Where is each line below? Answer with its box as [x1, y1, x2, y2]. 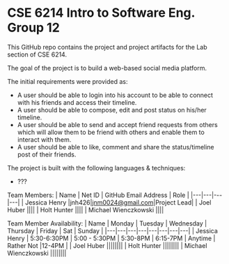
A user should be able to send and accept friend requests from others [17, 120, 218, 129]
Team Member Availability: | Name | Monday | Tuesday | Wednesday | [7, 219, 207, 228]
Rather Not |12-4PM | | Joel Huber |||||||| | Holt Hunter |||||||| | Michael [7, 241, 207, 249]
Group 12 [7, 20, 61, 36]
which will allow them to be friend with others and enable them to [17, 128, 205, 136]
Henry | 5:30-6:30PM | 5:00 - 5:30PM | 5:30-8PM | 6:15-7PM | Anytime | [7, 234, 216, 242]
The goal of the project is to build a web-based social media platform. [7, 64, 207, 72]
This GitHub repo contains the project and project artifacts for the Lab [7, 43, 207, 51]
